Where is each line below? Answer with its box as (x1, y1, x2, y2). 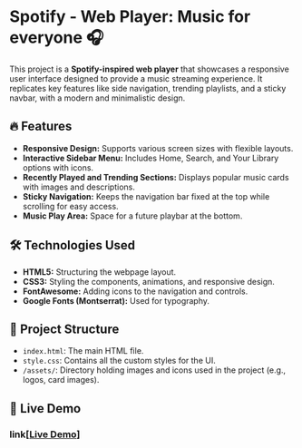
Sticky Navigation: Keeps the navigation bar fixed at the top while (22, 190, 270, 201)
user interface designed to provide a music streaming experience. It (9, 73, 263, 83)
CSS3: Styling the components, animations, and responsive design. (22, 276, 275, 287)
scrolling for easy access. (22, 200, 120, 211)
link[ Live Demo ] (9, 428, 81, 441)
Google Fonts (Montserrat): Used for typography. (22, 295, 210, 306)
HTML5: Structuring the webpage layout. (22, 266, 177, 278)
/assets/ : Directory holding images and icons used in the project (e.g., (22, 365, 287, 375)
